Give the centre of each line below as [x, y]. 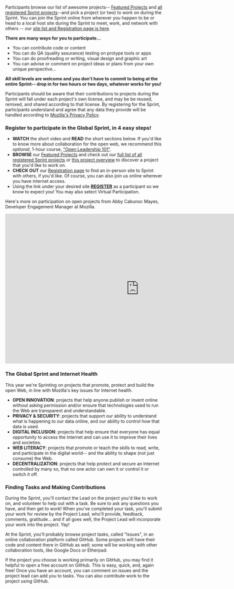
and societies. [27, 442]
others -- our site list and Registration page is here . [58, 28]
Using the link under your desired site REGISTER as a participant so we [85, 186]
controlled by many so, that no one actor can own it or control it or [80, 469]
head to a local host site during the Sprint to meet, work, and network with [82, 23]
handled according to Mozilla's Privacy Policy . [52, 115]
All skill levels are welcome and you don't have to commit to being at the [81, 79]
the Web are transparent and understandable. [59, 410]
